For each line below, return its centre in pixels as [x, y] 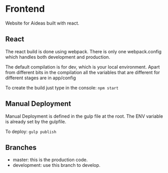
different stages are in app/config [40, 78]
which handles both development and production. [58, 57]
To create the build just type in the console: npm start [62, 88]
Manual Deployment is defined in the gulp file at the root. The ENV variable [84, 116]
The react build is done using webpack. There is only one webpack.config [83, 51]
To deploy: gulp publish [31, 132]
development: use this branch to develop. [57, 165]
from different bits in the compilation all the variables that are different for [83, 72]
